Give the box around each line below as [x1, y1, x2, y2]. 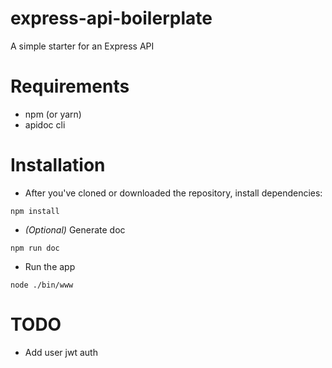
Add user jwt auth [24, 346, 98, 358]
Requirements [10, 75, 130, 98]
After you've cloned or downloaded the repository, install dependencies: [24, 187, 323, 199]
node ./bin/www [10, 280, 74, 290]
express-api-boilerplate [10, 7, 213, 30]
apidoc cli [24, 118, 66, 131]
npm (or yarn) [24, 108, 82, 120]
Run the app [24, 260, 76, 272]
